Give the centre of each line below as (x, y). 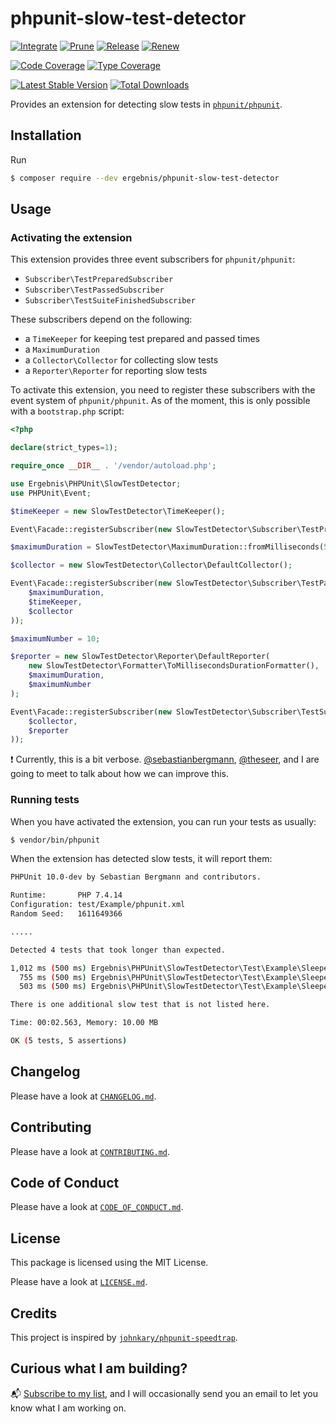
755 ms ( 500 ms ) (53, 977)
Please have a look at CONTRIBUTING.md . (90, 1151)
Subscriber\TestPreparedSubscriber (99, 280)
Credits (34, 1313)
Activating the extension (71, 237)
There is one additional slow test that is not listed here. (140, 1005)
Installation (46, 135)
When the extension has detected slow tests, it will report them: (141, 859)
